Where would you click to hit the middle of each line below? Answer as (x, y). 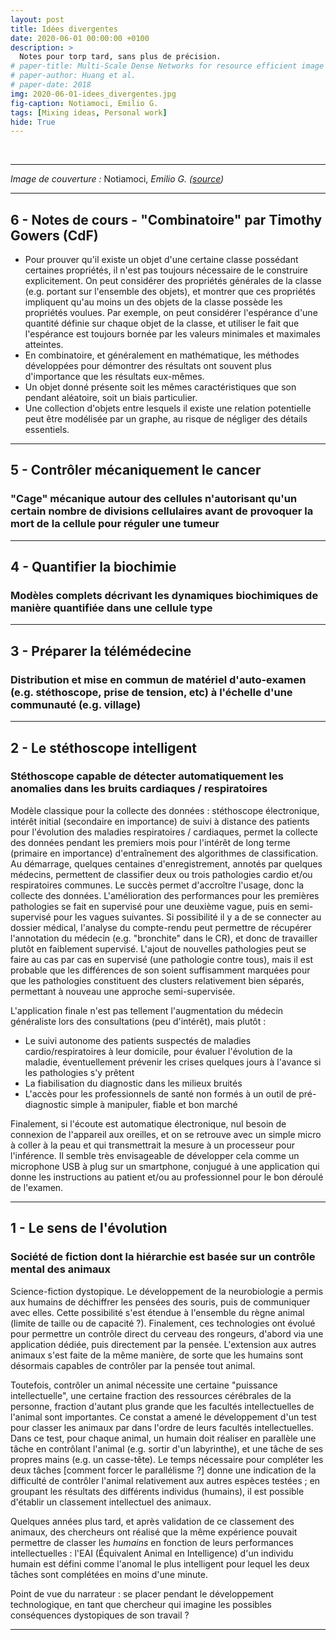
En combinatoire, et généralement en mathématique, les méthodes (162, 355)
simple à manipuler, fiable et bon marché (154, 1104)
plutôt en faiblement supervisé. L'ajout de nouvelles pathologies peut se (158, 948)
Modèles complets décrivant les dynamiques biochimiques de (164, 596)
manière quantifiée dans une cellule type (111, 608)
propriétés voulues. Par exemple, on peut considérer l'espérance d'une (171, 313)
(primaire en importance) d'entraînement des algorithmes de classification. (164, 853)
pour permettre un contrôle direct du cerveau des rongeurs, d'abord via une (167, 1333)
